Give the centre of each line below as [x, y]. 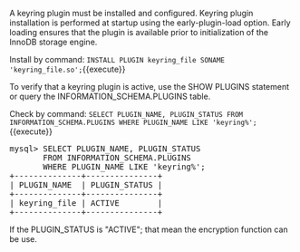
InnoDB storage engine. [53, 42]
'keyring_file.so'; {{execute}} [68, 69]
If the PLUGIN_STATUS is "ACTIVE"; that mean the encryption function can [149, 229]
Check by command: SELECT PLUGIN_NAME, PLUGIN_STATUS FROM [126, 114]
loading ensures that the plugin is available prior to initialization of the [139, 32]
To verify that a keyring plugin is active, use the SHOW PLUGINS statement [150, 87]
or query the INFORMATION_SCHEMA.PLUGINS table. [110, 96]
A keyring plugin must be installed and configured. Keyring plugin [131, 13]
